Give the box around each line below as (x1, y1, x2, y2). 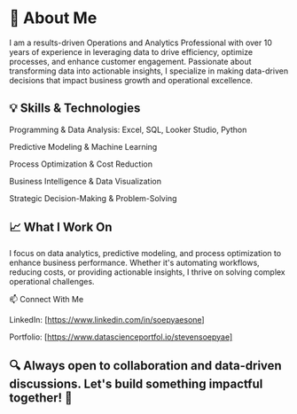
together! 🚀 (9, 390, 73, 405)
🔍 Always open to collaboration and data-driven (9, 358, 282, 373)
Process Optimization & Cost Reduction (9, 159, 153, 169)
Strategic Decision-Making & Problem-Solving (9, 192, 177, 203)
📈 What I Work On (9, 220, 113, 235)
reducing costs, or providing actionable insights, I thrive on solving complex (9, 266, 285, 277)
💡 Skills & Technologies (9, 101, 141, 116)
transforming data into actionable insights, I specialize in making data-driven (9, 66, 289, 76)
